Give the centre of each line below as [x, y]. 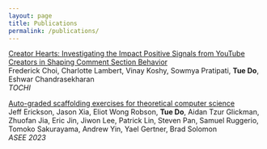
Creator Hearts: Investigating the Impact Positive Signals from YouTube [127, 54]
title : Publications [43, 23]
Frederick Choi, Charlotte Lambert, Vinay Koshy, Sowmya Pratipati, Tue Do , [133, 71]
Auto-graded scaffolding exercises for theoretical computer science [122, 103]
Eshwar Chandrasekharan [51, 79]
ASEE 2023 [27, 138]
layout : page [30, 16]
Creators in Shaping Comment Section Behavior [88, 62]
